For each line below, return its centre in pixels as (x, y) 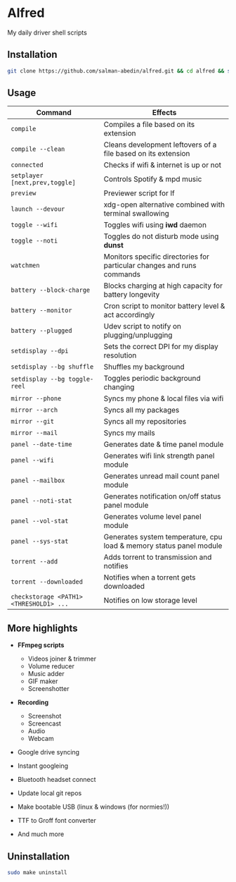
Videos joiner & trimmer (62, 659)
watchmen (25, 265)
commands (122, 274)
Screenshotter (48, 689)
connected (27, 165)
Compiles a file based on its (149, 125)
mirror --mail (34, 433)
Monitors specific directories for (156, 257)
